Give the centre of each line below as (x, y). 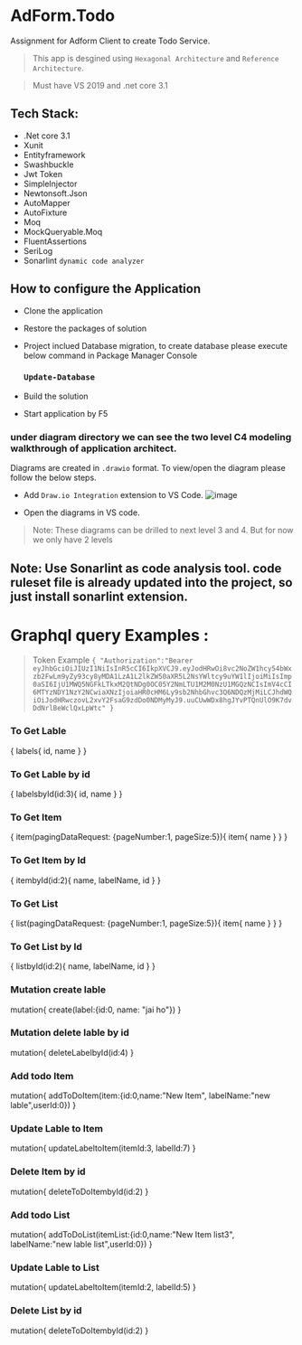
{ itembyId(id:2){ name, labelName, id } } (85, 880)
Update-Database (59, 377)
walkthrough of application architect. (94, 448)
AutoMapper (47, 202)
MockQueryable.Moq (63, 231)
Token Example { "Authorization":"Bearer (113, 660)
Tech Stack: (45, 114)
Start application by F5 (66, 413)
